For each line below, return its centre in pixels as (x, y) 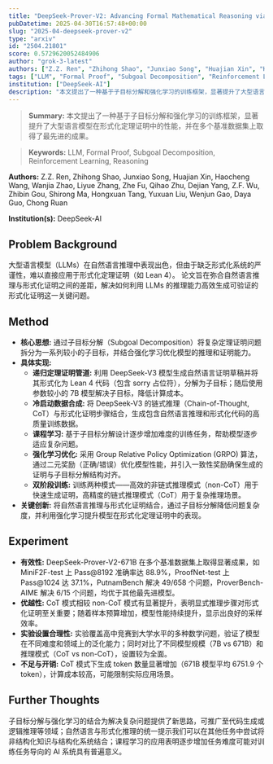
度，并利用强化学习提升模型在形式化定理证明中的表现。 (113, 515)
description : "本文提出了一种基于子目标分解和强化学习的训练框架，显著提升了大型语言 (137, 92)
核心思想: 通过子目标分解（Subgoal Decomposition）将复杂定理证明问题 (141, 342)
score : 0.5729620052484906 (54, 54)
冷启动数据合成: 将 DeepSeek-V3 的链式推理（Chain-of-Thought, (141, 403)
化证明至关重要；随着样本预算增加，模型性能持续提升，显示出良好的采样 (141, 613)
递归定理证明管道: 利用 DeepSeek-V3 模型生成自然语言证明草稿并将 (145, 373)
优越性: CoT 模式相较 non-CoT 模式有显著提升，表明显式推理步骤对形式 (139, 603)
